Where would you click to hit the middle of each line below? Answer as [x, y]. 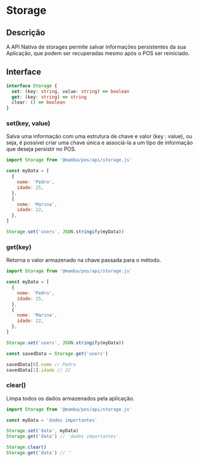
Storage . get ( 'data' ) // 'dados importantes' [62, 437]
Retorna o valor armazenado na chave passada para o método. [84, 260]
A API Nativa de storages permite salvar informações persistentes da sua [96, 47]
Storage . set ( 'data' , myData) [42, 431]
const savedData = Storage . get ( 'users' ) [57, 354]
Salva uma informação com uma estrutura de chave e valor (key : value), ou [99, 136]
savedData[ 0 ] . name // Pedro [41, 364]
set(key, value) [28, 123]
